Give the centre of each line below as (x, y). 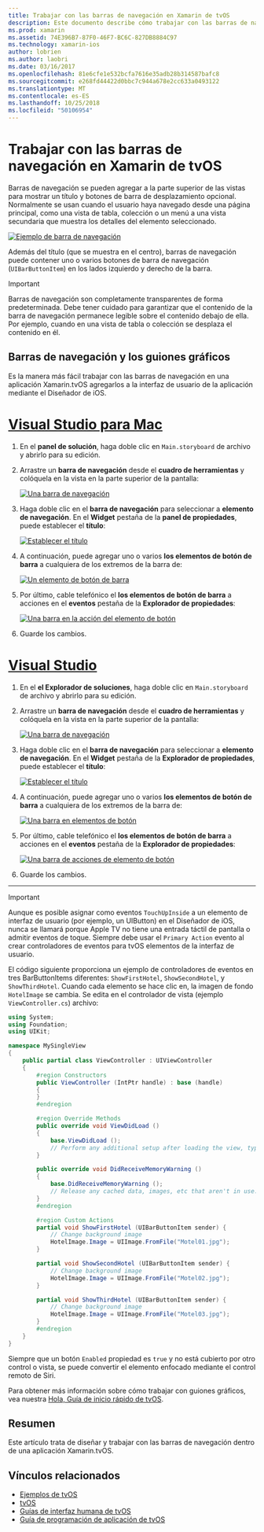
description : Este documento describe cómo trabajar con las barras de (128, 23)
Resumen (32, 1424)
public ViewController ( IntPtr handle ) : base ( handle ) (130, 1082)
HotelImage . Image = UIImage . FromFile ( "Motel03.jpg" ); (140, 1314)
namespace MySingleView (47, 1046)
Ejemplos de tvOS (48, 1494)
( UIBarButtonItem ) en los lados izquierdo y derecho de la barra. (110, 268)
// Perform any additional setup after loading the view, (147, 1148)
